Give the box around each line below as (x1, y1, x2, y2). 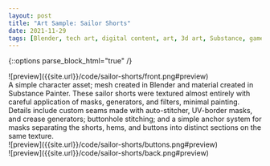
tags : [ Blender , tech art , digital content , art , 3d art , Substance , (8, 34, 247, 43)
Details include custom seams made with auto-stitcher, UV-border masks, (8, 106, 253, 115)
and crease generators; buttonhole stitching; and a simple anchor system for (8, 114, 262, 124)
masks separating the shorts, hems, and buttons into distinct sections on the (8, 123, 262, 132)
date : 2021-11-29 (8, 26, 67, 34)
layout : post (8, 11, 52, 20)
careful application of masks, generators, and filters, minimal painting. (8, 97, 240, 107)
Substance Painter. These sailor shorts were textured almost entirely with (8, 89, 251, 99)
